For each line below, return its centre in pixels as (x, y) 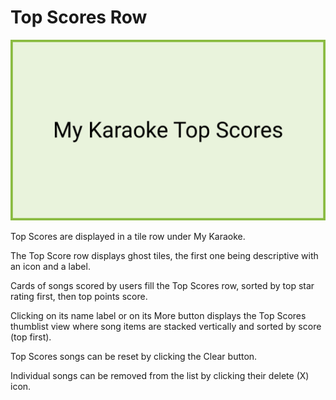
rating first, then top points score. (79, 297)
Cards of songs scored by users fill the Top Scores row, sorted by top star (162, 286)
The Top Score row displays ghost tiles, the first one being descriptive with (164, 256)
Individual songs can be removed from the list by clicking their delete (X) (160, 376)
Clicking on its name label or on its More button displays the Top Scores (158, 316)
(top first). (31, 337)
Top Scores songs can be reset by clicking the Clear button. (134, 357)
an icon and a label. (50, 267)
